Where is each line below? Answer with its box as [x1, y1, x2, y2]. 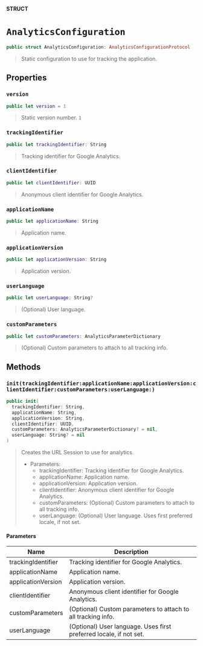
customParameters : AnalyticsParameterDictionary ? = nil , [11, 426, 158, 432]
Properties [6, 73, 47, 83]
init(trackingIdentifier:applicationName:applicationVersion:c [6, 380, 196, 387]
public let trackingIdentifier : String [6, 141, 107, 147]
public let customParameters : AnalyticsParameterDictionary [6, 333, 161, 339]
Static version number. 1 [21, 114, 82, 121]
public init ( [6, 399, 39, 405]
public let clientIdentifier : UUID [6, 180, 96, 186]
